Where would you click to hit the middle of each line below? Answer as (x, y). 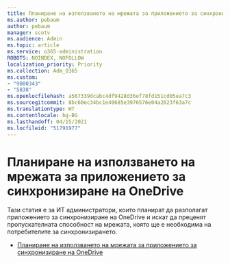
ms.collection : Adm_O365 (42, 71)
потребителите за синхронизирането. (62, 232)
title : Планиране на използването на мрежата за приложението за (102, 13)
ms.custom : (23, 77)
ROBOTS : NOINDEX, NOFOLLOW (46, 58)
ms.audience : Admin (35, 39)
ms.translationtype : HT (41, 109)
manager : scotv (29, 33)
